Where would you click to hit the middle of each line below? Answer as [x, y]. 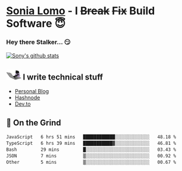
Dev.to [23, 104]
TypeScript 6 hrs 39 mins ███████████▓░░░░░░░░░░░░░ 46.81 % [91, 144]
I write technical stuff [63, 77]
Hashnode [27, 98]
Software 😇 [36, 23]
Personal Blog [32, 91]
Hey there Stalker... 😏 [39, 42]
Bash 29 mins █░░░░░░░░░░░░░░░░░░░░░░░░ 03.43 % [91, 150]
